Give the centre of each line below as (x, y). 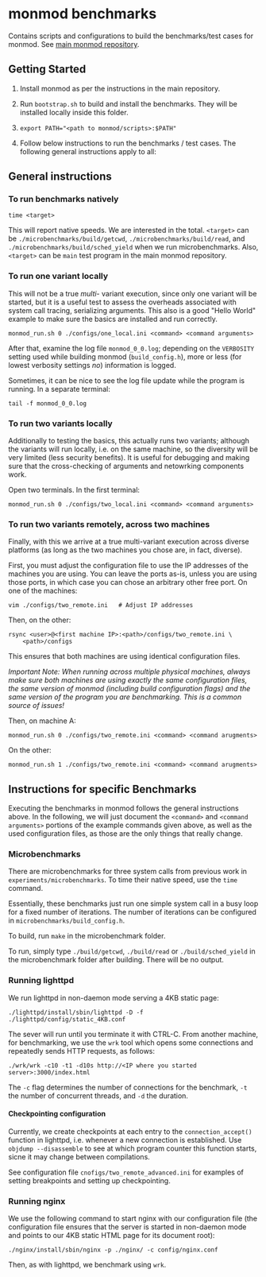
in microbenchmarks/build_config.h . (67, 921)
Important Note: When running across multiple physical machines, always (129, 671)
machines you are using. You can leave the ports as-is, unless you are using (133, 574)
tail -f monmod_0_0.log (48, 403)
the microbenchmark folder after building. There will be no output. (116, 960)
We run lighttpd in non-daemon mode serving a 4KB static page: (114, 997)
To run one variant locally (58, 277)
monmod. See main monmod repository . (74, 44)
